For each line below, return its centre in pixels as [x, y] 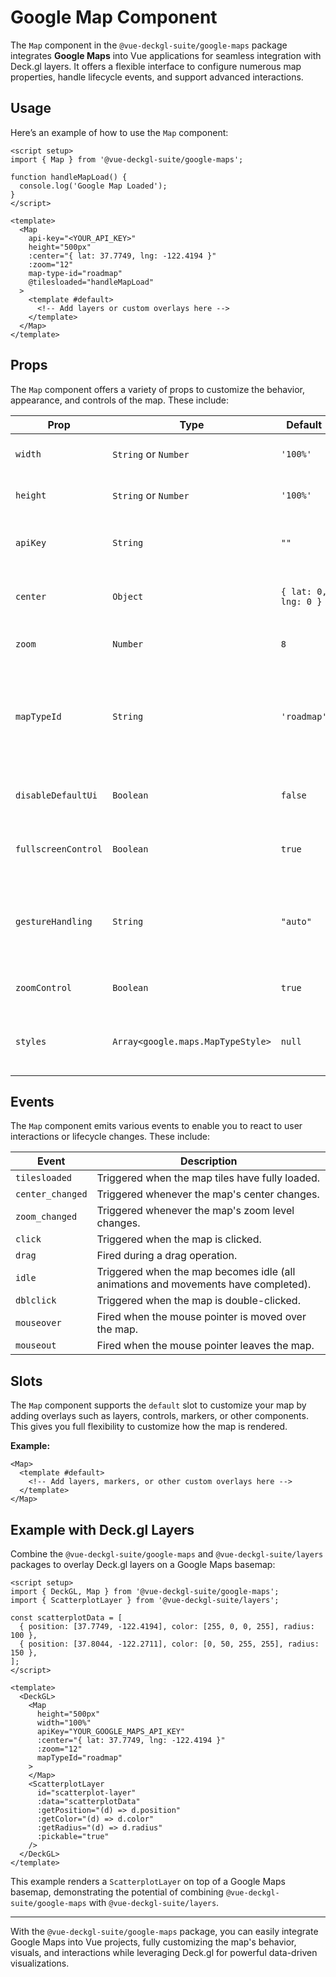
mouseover [38, 1323]
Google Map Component [114, 17]
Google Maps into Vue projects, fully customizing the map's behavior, [153, 1942]
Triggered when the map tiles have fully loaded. [208, 1178]
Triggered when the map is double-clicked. [198, 1301]
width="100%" [64, 1723]
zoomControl [44, 987]
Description [209, 1161]
